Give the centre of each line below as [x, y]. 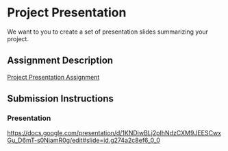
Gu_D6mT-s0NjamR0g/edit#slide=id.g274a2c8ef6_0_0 [84, 140]
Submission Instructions [61, 98]
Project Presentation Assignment [53, 77]
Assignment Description [60, 61]
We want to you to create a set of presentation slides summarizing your [108, 32]
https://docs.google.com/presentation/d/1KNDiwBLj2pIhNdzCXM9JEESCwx [114, 133]
